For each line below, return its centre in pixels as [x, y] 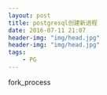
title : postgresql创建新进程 [53, 23]
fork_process [30, 82]
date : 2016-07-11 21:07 [47, 30]
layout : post [30, 15]
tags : [17, 52]
